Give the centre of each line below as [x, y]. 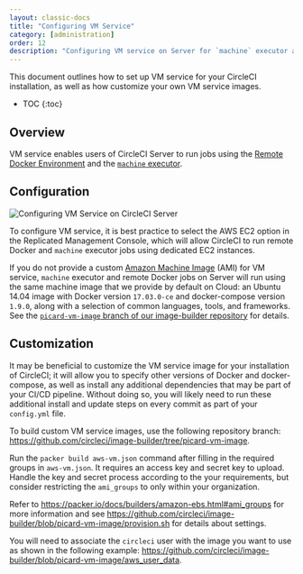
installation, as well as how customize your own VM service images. [135, 87]
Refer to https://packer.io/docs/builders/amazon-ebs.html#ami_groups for [147, 504]
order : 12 [28, 43]
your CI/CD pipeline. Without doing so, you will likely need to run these [141, 394]
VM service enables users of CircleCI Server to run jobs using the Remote [147, 153]
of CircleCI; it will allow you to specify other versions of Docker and [134, 375]
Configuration [50, 191]
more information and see [57, 514]
